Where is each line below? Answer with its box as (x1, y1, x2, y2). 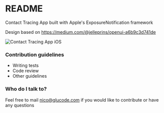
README (5, 3, 43, 14)
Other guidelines (12, 73, 47, 79)
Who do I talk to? (5, 86, 47, 93)
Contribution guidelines (5, 51, 64, 58)
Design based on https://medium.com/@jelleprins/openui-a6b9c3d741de (5, 29, 156, 35)
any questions (5, 102, 35, 108)
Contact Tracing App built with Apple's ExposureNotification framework (5, 19, 153, 25)
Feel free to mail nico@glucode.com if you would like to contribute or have (5, 97, 159, 103)
